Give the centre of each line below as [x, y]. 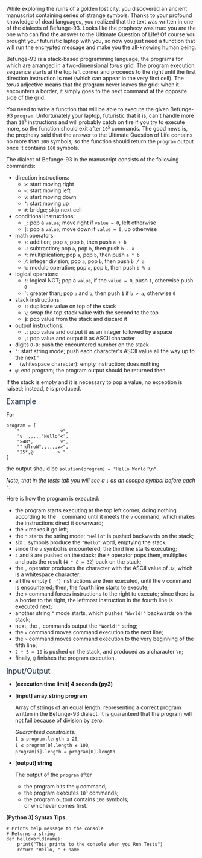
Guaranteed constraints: [45, 732]
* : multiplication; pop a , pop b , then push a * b [82, 255]
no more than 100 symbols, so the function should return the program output [100, 141]
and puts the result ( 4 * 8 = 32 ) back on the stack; [78, 561]
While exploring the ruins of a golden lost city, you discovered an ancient [97, 9]
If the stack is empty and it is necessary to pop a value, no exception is [94, 382]
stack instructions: [38, 300]
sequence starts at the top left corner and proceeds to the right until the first [101, 72]
